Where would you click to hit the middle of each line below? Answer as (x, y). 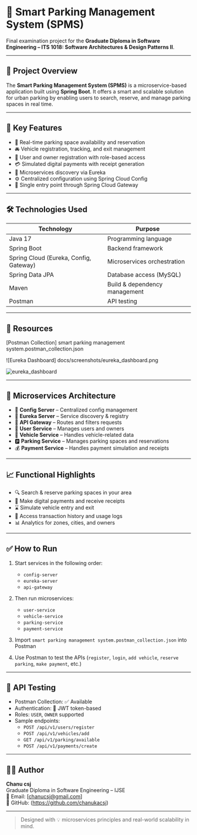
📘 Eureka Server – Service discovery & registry (72, 416)
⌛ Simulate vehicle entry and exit (54, 507)
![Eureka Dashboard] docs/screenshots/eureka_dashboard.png (82, 360)
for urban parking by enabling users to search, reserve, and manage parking (98, 98)
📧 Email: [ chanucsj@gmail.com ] (44, 797)
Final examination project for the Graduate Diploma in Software (83, 41)
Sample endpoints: (37, 721)
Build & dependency (135, 285)
